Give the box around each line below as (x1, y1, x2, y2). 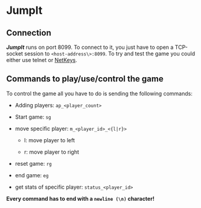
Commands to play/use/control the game (6, 74, 164, 84)
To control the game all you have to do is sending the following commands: (6, 90, 193, 97)
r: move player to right (24, 148, 80, 156)
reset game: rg (14, 160, 53, 167)
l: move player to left (24, 136, 75, 143)
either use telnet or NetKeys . (6, 57, 77, 63)
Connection (6, 28, 51, 38)
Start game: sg (14, 113, 51, 121)
